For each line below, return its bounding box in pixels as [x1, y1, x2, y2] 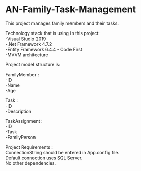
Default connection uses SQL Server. [5, 155, 83, 161]
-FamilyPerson [5, 134, 36, 140]
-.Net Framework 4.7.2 [5, 41, 52, 47]
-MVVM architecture [5, 52, 48, 58]
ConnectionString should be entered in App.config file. [5, 149, 120, 155]
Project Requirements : [5, 144, 53, 150]
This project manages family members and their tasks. [5, 20, 119, 26]
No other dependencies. [5, 160, 56, 166]
